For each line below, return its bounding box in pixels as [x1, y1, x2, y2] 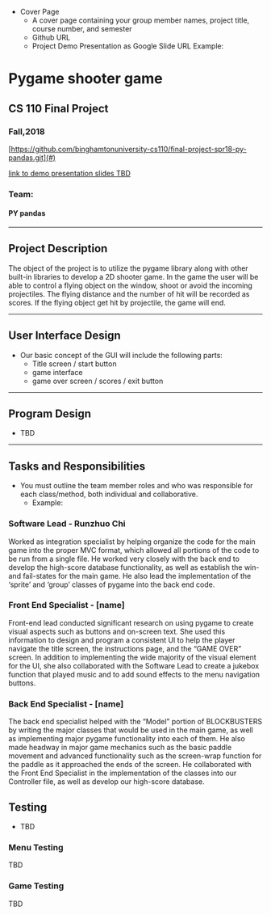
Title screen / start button [31, 359, 117, 369]
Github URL [31, 32, 71, 42]
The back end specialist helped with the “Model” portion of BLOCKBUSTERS [8, 717, 263, 727]
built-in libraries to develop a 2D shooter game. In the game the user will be [8, 272, 259, 281]
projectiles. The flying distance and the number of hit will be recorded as [8, 289, 250, 298]
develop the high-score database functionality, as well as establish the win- [8, 562, 260, 572]
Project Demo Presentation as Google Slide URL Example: [31, 41, 224, 51]
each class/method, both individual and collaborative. [19, 489, 198, 500]
